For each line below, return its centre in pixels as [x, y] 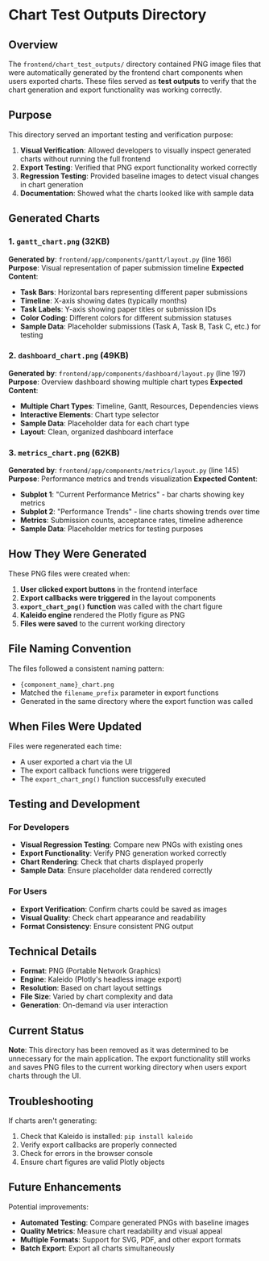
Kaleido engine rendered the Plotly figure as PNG [102, 614]
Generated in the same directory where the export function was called [137, 701]
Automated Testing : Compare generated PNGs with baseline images [134, 1222]
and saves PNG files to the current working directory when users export [128, 1067]
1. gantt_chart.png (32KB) [59, 241]
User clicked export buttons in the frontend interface [109, 589]
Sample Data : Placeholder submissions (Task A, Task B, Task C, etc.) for [140, 326]
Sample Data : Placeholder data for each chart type [105, 423]
